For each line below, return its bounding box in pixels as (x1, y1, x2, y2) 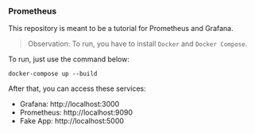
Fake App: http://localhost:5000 (19, 116, 125, 126)
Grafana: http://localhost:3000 (19, 100, 120, 109)
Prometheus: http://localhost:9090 (19, 108, 133, 117)
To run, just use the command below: (8, 54, 129, 65)
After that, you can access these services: (8, 84, 146, 93)
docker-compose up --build (8, 70, 98, 78)
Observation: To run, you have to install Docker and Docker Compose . (27, 39, 248, 49)
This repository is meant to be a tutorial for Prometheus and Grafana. (8, 24, 234, 33)
